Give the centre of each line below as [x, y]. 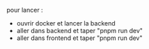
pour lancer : [25, 10]
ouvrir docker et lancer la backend [66, 23]
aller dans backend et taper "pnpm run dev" [80, 31]
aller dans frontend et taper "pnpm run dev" [79, 38]
